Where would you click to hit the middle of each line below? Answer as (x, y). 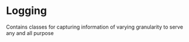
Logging (27, 11)
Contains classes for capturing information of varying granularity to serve (94, 27)
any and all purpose (30, 33)
